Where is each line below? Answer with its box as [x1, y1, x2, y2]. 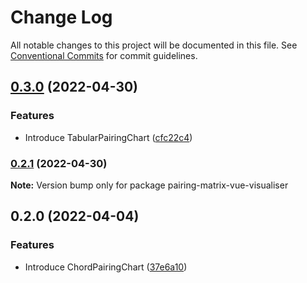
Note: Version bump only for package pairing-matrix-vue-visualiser [10, 179, 289, 191]
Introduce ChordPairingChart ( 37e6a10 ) [24, 261, 188, 273]
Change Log [10, 6, 113, 29]
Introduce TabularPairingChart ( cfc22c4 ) [24, 131, 193, 143]
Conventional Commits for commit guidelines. [10, 49, 198, 61]
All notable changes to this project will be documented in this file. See [10, 39, 298, 51]
